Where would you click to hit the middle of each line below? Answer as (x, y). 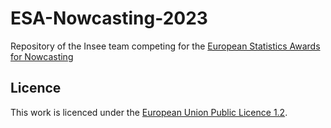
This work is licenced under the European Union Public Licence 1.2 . (149, 112)
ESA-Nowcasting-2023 (109, 18)
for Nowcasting (42, 56)
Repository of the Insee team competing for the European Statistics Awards (165, 46)
